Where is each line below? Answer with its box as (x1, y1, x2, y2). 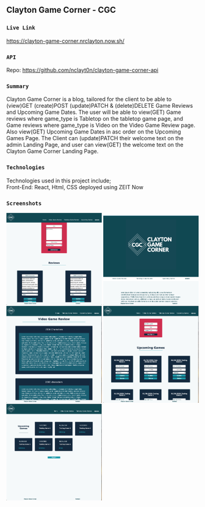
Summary (6, 83, 29, 89)
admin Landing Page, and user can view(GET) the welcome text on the (6, 141, 184, 149)
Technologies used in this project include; (6, 177, 112, 184)
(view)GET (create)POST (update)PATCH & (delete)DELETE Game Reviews (6, 102, 193, 110)
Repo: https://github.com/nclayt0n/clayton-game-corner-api (6, 66, 159, 73)
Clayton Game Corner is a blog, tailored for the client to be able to (6, 96, 172, 103)
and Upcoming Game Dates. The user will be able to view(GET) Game (6, 108, 181, 116)
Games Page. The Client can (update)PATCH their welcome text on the (6, 135, 184, 142)
